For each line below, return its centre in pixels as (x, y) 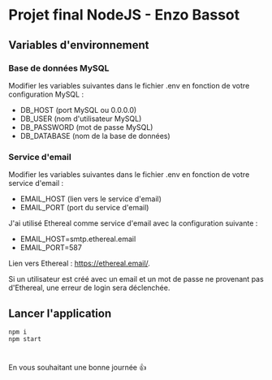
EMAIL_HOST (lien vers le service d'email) (91, 199)
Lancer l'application (60, 313)
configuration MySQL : (46, 94)
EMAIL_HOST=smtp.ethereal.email (78, 239)
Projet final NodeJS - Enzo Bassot (124, 15)
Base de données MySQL (59, 68)
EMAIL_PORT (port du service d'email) (84, 208)
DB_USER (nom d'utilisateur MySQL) (81, 119)
